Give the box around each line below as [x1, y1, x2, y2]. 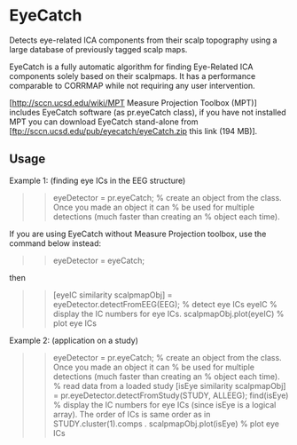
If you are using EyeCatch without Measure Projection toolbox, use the [9, 228, 267, 239]
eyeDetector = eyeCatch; [52, 255, 145, 266]
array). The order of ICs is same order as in [52, 409, 211, 419]
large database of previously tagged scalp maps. [9, 44, 188, 54]
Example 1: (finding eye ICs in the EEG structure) [9, 175, 186, 186]
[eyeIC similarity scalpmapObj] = [52, 290, 173, 300]
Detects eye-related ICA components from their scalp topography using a [9, 35, 277, 45]
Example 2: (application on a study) [9, 335, 139, 346]
